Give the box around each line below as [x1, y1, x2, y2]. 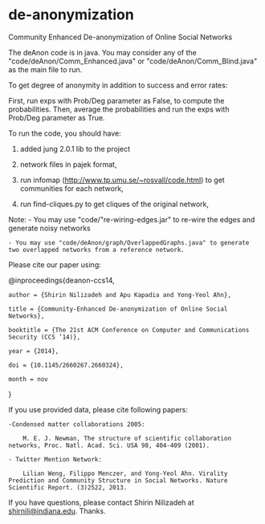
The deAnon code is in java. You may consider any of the [8, 47, 197, 57]
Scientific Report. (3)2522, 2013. [8, 483, 128, 491]
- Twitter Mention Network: [8, 455, 103, 463]
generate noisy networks [8, 223, 91, 233]
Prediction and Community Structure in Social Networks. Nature [8, 476, 228, 485]
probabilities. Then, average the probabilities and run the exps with [8, 104, 230, 114]
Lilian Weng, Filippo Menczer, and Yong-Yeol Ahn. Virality [22, 469, 228, 477]
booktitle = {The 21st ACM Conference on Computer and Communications [8, 326, 250, 334]
